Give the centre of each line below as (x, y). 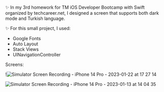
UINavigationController (37, 55)
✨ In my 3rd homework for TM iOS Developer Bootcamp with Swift (75, 7)
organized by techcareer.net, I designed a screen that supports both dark (82, 13)
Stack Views (26, 49)
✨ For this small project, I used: (38, 28)
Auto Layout (25, 44)
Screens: (15, 65)
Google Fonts (27, 38)
